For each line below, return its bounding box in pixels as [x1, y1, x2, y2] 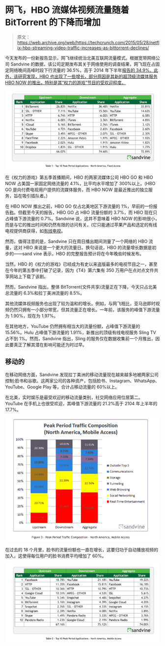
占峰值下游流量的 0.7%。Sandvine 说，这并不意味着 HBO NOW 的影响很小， [5, 215, 160, 222]
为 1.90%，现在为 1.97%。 [5, 313, 58, 319]
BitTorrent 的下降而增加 [5, 17, 101, 28]
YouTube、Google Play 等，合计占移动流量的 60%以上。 [5, 384, 119, 389]
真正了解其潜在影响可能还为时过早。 [13, 342, 87, 348]
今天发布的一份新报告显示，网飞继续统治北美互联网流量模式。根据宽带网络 [5, 55, 156, 61]
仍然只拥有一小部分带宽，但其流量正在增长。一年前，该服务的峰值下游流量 [9, 306, 160, 313]
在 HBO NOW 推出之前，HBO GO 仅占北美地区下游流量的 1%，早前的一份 [5, 203, 153, 209]
